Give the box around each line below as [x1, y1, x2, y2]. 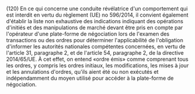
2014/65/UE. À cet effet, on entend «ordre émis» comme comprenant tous [6, 56, 189, 62]
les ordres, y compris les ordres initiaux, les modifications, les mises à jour [6, 62, 189, 69]
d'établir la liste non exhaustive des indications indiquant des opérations [6, 18, 184, 24]
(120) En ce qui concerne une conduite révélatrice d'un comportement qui [6, 5, 188, 12]
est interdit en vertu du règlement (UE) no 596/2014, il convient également [6, 11, 189, 18]
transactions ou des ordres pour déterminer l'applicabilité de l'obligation [6, 37, 184, 43]
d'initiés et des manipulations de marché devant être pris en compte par [6, 24, 183, 31]
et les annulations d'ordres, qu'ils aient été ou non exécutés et [6, 68, 159, 75]
